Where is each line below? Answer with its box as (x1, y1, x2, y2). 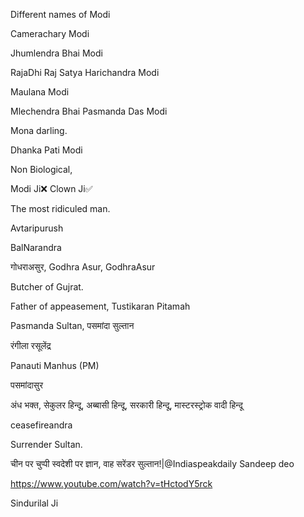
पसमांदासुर (10, 379, 44, 391)
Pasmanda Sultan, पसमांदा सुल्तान (10, 320, 135, 331)
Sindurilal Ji (10, 497, 59, 509)
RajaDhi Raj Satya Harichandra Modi (10, 67, 160, 78)
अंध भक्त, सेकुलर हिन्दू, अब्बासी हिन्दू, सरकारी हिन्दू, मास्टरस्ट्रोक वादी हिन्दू (10, 399, 243, 411)
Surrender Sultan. (10, 439, 83, 450)
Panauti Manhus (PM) (10, 360, 100, 371)
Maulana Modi (10, 86, 70, 98)
